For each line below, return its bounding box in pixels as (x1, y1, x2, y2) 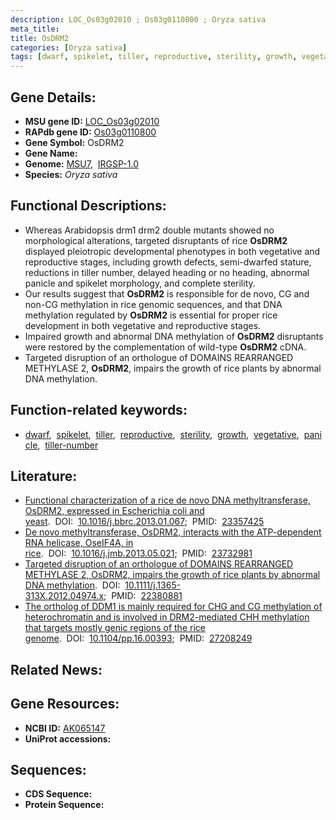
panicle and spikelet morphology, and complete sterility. (24, 277, 256, 289)
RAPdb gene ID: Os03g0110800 (24, 126, 157, 138)
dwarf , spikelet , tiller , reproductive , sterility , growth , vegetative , (24, 428, 300, 440)
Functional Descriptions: (10, 197, 167, 215)
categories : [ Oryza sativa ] (10, 42, 128, 53)
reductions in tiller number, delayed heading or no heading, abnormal (24, 266, 310, 278)
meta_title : (10, 24, 60, 34)
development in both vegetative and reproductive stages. (24, 319, 262, 331)
